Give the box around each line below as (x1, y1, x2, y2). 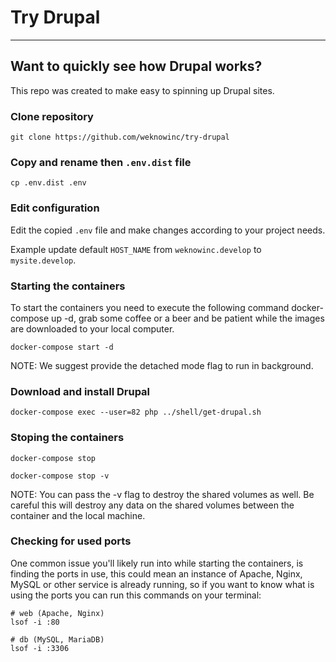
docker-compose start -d (10, 342, 114, 352)
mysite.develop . (10, 254, 77, 266)
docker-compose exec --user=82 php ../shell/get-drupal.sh (10, 407, 262, 418)
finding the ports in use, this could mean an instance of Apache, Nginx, (10, 567, 303, 580)
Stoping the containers (10, 431, 125, 445)
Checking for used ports (10, 534, 132, 548)
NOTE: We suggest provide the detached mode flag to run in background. (10, 359, 314, 371)
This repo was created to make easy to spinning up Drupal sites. (10, 84, 275, 96)
